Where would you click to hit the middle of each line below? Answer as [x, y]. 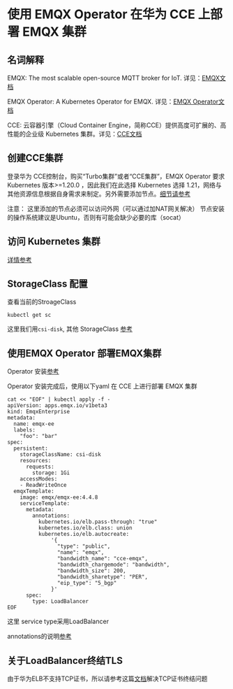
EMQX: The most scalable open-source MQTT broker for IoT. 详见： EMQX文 [117, 78]
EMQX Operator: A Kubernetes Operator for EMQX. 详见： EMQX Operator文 [116, 101]
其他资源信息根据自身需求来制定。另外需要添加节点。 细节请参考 [99, 194]
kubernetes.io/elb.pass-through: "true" [98, 522]
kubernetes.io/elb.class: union [85, 528]
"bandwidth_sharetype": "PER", [103, 577]
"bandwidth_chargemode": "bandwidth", [113, 565]
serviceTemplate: [45, 504]
